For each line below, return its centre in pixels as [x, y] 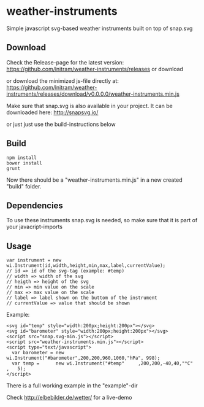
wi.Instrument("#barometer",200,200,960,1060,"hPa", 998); [83, 358]
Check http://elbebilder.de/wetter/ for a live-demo [69, 398]
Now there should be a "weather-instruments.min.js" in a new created [94, 180]
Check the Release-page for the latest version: [65, 62]
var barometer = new [38, 353]
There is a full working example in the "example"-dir [72, 386]
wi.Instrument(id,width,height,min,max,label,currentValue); [86, 266]
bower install [25, 163]
